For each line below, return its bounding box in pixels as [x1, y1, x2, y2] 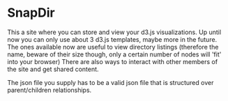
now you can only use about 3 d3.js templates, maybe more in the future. [7, 35, 218, 43]
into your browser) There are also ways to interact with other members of [7, 57, 218, 65]
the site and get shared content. [7, 65, 99, 73]
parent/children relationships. [7, 86, 92, 94]
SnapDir [7, 5, 55, 21]
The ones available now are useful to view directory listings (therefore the [7, 42, 219, 51]
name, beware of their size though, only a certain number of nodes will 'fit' [7, 50, 222, 59]
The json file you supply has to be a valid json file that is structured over [7, 78, 214, 86]
